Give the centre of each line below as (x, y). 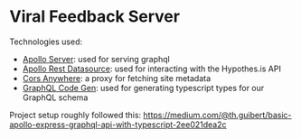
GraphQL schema (55, 97)
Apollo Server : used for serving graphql (96, 59)
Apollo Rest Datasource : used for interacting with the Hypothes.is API (152, 69)
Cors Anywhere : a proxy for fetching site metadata (117, 78)
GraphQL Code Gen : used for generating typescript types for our (143, 88)
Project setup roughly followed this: (75, 115)
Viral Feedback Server (95, 17)
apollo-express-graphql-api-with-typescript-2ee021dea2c (118, 125)
